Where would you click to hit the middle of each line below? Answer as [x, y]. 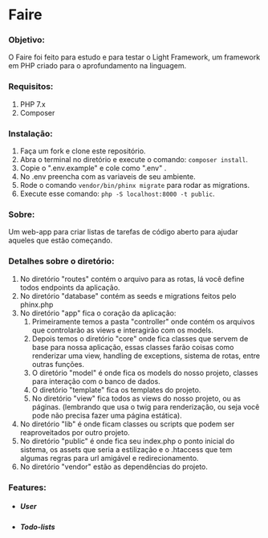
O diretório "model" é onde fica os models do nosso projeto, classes [145, 373]
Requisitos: [31, 87]
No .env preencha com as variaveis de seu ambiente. [108, 177]
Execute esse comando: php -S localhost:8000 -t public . [117, 194]
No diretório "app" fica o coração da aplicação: [98, 313]
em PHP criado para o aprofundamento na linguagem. [97, 66]
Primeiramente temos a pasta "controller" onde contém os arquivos [143, 321]
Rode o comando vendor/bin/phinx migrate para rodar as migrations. [135, 185]
